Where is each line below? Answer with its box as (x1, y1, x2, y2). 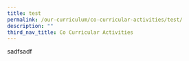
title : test (7, 9, 41, 17)
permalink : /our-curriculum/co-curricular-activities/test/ (7, 16, 184, 23)
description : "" (7, 22, 54, 29)
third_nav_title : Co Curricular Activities (7, 28, 134, 36)
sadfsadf (7, 47, 32, 56)
